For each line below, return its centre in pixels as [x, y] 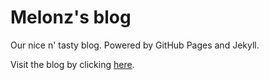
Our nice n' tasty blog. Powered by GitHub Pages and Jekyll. [135, 45]
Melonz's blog [71, 17]
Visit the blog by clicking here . [72, 64]
